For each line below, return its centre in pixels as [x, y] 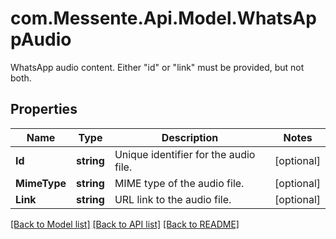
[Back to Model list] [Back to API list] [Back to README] [125, 224]
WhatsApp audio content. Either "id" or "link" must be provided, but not [157, 67]
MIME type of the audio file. [179, 183]
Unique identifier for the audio [185, 154]
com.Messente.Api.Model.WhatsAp [163, 18]
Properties [44, 109]
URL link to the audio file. [173, 199]
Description [190, 137]
